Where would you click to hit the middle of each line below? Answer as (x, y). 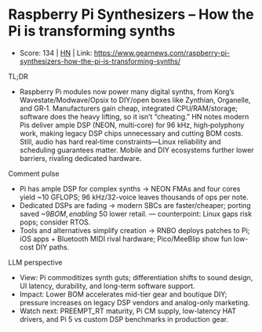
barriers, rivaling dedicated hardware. (80, 158)
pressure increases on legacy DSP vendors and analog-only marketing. (135, 302)
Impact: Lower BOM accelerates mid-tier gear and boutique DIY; (123, 294)
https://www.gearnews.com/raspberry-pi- (162, 53)
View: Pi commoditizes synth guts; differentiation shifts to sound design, (136, 277)
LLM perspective (35, 262)
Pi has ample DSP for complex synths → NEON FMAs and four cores (130, 188)
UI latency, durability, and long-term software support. (107, 286)
